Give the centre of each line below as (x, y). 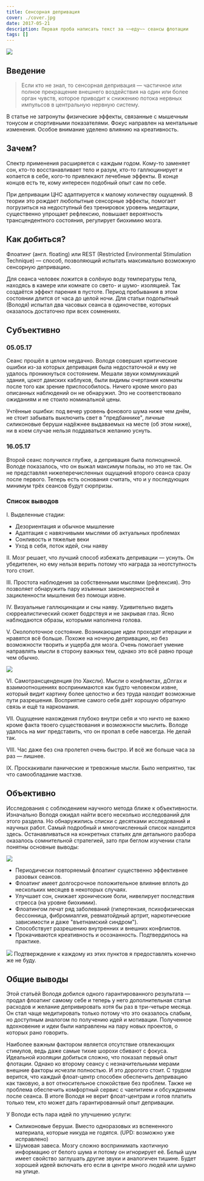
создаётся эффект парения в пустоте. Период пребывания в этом (92, 291)
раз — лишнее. (26, 756)
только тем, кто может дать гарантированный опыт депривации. (90, 1103)
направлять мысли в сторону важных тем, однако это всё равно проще (100, 651)
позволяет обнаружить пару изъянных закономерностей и (83, 588)
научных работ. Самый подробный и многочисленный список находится (101, 827)
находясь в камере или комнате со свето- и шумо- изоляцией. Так (93, 285)
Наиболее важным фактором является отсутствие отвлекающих (90, 1045)
